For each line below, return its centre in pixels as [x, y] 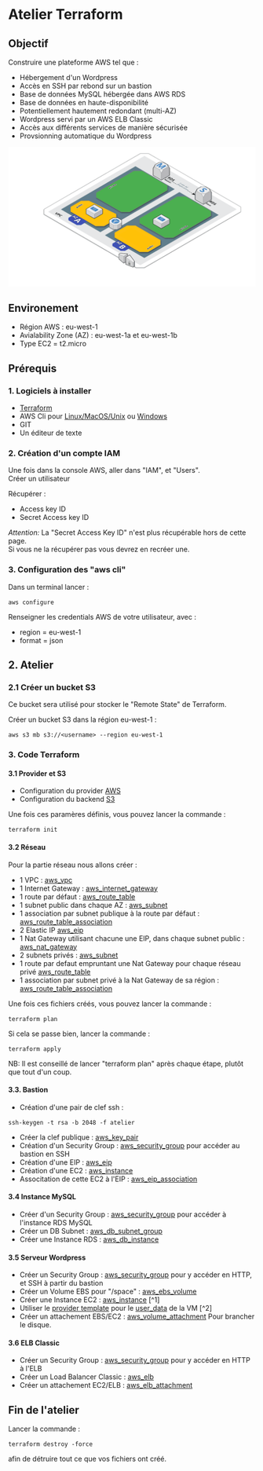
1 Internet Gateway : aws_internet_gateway [89, 888]
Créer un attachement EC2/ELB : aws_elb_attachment [106, 1385]
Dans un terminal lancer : [49, 587]
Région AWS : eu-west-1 [58, 327]
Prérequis [33, 368]
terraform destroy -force [50, 1444]
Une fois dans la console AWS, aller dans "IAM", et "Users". [104, 470]
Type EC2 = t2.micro [53, 344]
